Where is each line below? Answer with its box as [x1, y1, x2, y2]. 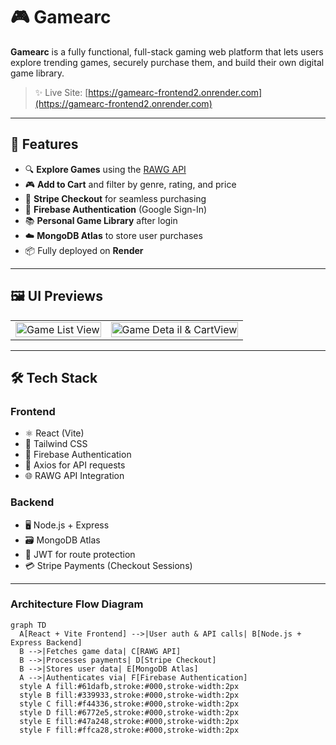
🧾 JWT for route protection [24, 548, 136, 560]
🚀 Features [10, 136, 79, 153]
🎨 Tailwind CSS [24, 438, 88, 450]
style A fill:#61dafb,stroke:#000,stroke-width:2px [19, 681, 240, 691]
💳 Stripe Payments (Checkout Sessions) [24, 559, 193, 571]
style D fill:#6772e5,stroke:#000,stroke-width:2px [19, 707, 240, 718]
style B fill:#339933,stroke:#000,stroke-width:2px [19, 690, 240, 700]
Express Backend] [10, 637, 83, 648]
